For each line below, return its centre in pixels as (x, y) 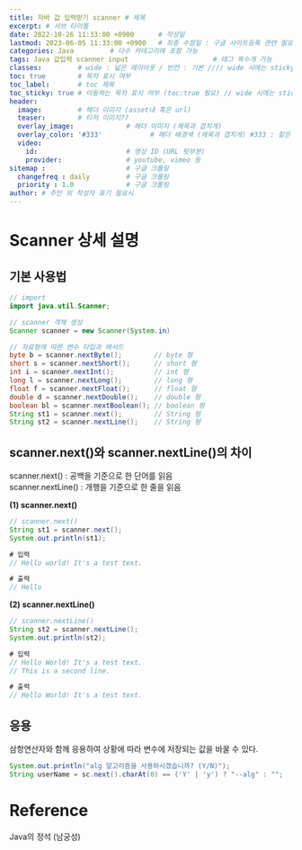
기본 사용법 (38, 277)
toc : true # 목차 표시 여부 (71, 76)
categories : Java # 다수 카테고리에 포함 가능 (104, 51)
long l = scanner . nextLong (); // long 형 (101, 380)
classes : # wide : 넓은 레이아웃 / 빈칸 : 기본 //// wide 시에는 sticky (152, 68)
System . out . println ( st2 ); (58, 638)
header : (24, 101)
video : (30, 143)
